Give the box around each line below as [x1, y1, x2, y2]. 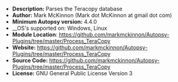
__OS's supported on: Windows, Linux [12, 24, 108, 32]
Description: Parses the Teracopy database [12, 5, 123, 12]
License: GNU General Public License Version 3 [12, 70, 133, 77]
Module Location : [12, 31, 58, 38]
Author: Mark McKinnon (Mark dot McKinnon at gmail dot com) [12, 12, 173, 19]
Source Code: [12, 57, 48, 64]
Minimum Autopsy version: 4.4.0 [12, 18, 98, 25]
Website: [12, 44, 36, 51]
